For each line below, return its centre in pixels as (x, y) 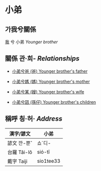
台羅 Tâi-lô (20, 152)
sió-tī (43, 152)
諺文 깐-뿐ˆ (20, 143)
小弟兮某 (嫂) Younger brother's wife (48, 92)
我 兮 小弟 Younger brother (32, 42)
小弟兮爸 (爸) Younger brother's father (50, 71)
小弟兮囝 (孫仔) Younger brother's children (54, 102)
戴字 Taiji (18, 161)
